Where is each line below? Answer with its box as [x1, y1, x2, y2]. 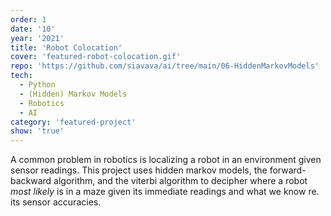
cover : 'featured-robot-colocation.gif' [10, 52, 182, 62]
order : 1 [10, 14, 47, 25]
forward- [269, 164, 307, 176]
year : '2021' [10, 33, 65, 43]
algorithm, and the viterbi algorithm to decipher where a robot [53, 175, 308, 187]
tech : [10, 71, 33, 81]
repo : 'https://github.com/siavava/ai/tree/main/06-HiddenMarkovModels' [10, 61, 320, 71]
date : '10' [10, 24, 56, 34]
